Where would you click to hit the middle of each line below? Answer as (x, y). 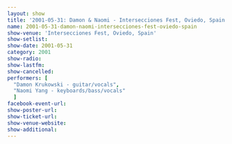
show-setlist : (28, 39)
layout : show (26, 13)
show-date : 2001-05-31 (40, 46)
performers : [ (28, 78)
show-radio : (24, 59)
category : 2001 (29, 53)
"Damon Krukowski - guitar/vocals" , (66, 84)
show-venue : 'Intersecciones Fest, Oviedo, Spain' (82, 33)
